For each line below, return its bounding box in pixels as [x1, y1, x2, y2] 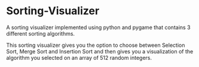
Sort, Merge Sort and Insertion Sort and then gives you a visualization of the [6, 47, 194, 55]
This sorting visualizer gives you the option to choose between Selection [6, 42, 185, 49]
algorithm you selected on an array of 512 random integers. [6, 54, 152, 61]
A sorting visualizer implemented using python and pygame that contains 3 [6, 24, 191, 31]
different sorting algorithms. [6, 30, 75, 37]
